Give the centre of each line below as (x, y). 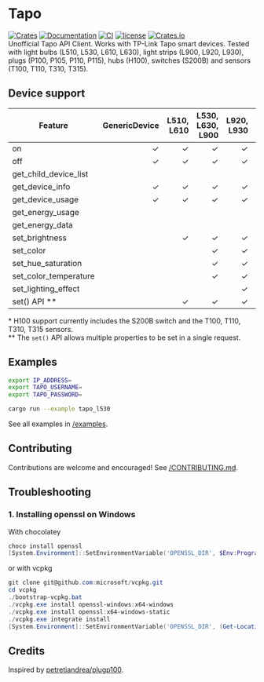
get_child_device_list (50, 173)
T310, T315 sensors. (40, 329)
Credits (27, 651)
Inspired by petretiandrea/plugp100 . (66, 670)
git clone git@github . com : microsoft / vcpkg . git (86, 583)
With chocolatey (35, 531)
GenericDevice (131, 125)
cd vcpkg (22, 590)
